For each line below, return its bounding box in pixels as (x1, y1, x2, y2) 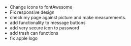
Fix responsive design (9, 9, 55, 15)
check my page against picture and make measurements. (9, 15, 127, 20)
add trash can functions (9, 30, 59, 36)
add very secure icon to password (9, 25, 80, 31)
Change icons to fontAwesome (9, 4, 72, 10)
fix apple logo (9, 35, 38, 41)
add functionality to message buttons (9, 20, 86, 25)
